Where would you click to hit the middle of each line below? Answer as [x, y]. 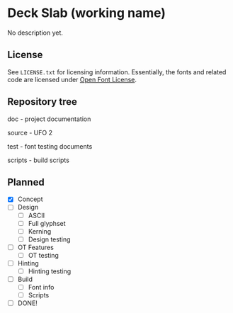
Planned [26, 182]
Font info [41, 288]
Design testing [49, 239]
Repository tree [42, 102]
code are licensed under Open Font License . [72, 79]
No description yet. [35, 33]
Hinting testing [50, 271]
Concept [30, 199]
